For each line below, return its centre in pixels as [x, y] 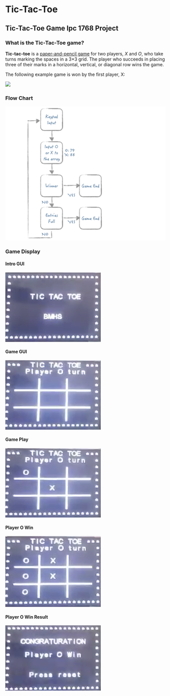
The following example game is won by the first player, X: [65, 74]
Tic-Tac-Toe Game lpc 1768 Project [62, 28]
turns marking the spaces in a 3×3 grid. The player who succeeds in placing [85, 59]
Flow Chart [19, 98]
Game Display [23, 252]
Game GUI [16, 352]
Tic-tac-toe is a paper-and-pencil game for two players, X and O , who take [84, 53]
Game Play [17, 439]
